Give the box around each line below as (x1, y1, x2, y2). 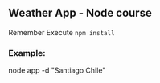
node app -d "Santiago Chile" (8, 65, 106, 75)
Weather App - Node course (8, 6, 153, 20)
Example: (8, 47, 46, 58)
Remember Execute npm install (8, 27, 115, 37)
